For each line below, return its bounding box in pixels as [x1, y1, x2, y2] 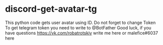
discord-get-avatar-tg [5, 3, 97, 15]
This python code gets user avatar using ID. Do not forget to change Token [5, 20, 156, 25]
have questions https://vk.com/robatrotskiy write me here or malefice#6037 [5, 30, 158, 36]
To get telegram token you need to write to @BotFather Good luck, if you [5, 24, 152, 30]
